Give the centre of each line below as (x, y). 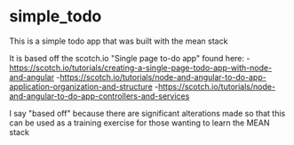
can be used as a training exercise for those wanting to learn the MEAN (139, 123)
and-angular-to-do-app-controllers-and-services (99, 96)
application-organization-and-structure (81, 86)
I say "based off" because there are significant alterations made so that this (147, 113)
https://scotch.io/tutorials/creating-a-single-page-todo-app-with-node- (141, 68)
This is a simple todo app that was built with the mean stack (119, 41)
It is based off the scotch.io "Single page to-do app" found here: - (130, 58)
